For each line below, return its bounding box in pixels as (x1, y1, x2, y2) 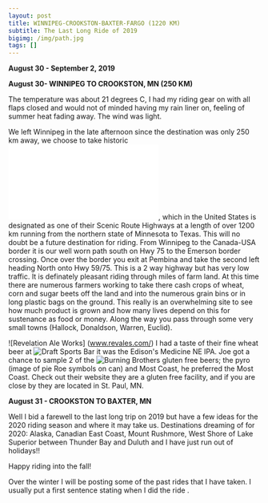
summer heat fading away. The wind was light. (8, 111, 162, 121)
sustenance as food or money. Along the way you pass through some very (8, 314, 254, 324)
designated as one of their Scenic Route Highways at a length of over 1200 (8, 221, 255, 231)
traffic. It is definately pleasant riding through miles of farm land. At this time (8, 272, 259, 281)
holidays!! (8, 446, 40, 456)
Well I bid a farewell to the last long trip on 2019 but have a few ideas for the (8, 412, 258, 421)
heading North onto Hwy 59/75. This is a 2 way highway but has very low (8, 264, 250, 273)
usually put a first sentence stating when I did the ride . (8, 485, 190, 495)
